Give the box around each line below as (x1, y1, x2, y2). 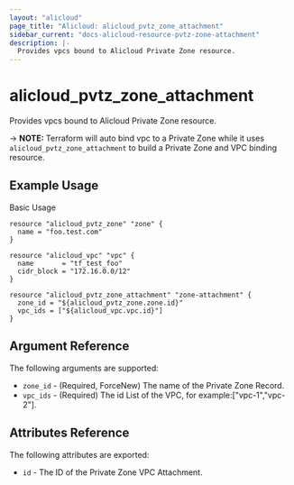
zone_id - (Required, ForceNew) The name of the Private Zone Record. (22, 380, 285, 390)
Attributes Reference (9, 426, 130, 441)
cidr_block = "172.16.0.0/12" (17, 267, 131, 276)
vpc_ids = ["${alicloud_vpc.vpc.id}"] (17, 306, 164, 316)
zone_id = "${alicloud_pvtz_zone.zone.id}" (17, 298, 183, 307)
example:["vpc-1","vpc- (198, 389, 286, 400)
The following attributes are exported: (9, 449, 150, 460)
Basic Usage (9, 202, 57, 213)
